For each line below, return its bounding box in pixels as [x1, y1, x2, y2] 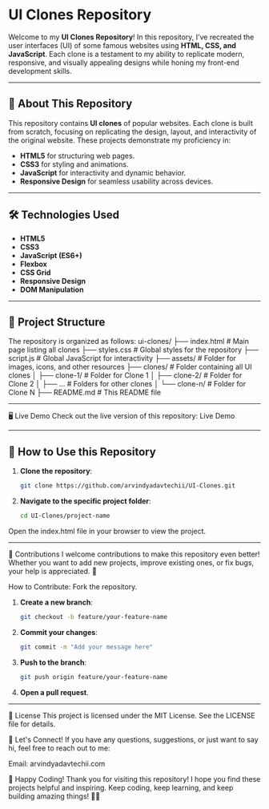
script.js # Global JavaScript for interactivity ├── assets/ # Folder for [8, 354, 236, 363]
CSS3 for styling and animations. [19, 159, 129, 169]
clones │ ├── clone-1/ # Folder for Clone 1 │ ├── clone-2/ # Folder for [8, 370, 243, 380]
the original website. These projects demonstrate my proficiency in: [8, 135, 231, 145]
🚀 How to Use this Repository [8, 445, 156, 459]
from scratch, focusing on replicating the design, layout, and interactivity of [8, 127, 257, 136]
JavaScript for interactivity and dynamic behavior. [19, 168, 187, 177]
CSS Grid [19, 267, 51, 277]
